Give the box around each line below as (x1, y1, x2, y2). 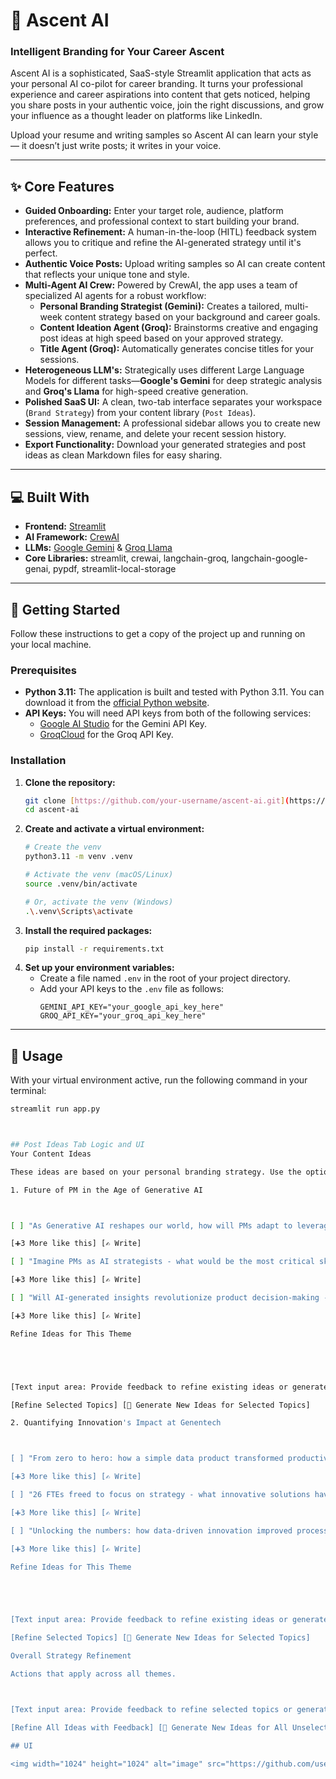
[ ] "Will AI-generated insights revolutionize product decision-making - (10, 1293, 329, 1303)
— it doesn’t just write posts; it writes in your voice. (10, 140, 222, 152)
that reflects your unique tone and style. (24, 269, 190, 281)
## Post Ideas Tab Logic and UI (10, 1140, 145, 1150)
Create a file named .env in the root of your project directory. (39, 972, 291, 984)
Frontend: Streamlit (24, 520, 107, 533)
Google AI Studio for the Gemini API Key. (39, 718, 207, 730)
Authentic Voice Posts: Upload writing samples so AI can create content (24, 258, 326, 270)
